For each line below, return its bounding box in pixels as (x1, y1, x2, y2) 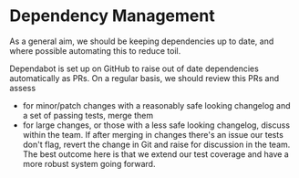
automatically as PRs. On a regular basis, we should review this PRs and (9, 72, 280, 83)
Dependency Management (9, 5, 216, 26)
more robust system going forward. (22, 158, 156, 169)
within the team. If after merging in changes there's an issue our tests (22, 129, 284, 140)
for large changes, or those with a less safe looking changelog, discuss (22, 120, 290, 131)
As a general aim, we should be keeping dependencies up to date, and (9, 36, 274, 47)
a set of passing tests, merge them (22, 110, 153, 120)
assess (9, 82, 36, 93)
